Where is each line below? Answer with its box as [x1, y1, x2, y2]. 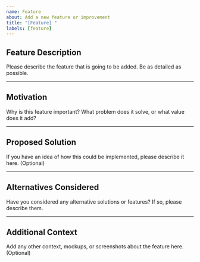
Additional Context [6, 227, 77, 237]
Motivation [6, 92, 48, 102]
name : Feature [6, 8, 42, 15]
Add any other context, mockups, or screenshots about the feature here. [6, 243, 184, 250]
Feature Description [6, 47, 82, 57]
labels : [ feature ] [6, 25, 52, 32]
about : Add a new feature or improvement [6, 14, 111, 20]
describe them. [6, 204, 43, 211]
